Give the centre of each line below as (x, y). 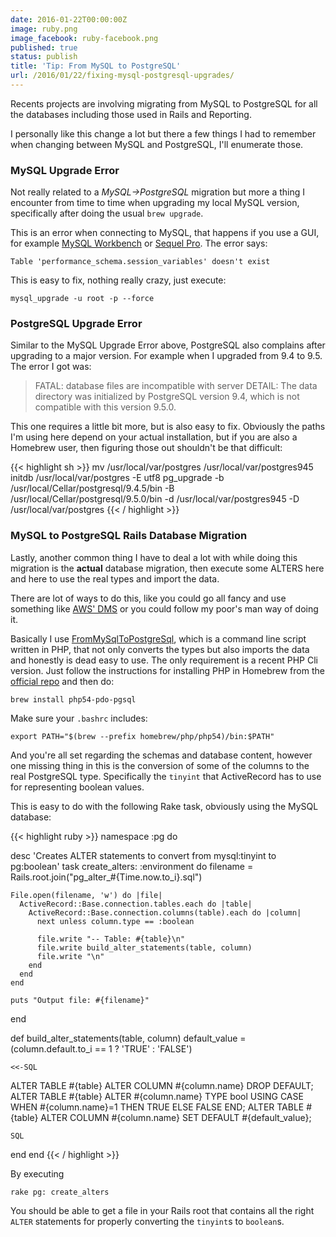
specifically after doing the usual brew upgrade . (107, 213)
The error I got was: (51, 367)
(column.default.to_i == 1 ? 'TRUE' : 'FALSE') (101, 1048)
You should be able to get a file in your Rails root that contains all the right (162, 1210)
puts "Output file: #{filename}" (80, 1000)
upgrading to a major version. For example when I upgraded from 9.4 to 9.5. (166, 356)
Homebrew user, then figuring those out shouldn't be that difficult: (146, 448)
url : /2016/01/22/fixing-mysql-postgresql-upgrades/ (122, 76)
